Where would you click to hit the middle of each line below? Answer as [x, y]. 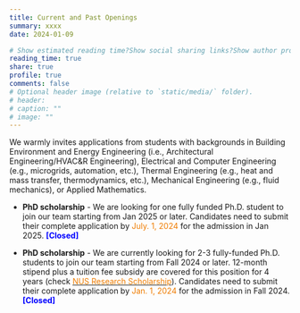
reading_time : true [46, 59]
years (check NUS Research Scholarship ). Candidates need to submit [150, 282]
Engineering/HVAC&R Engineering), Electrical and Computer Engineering [143, 161]
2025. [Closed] [50, 236]
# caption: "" [36, 108]
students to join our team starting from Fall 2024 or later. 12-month [145, 262]
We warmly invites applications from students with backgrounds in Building [147, 142]
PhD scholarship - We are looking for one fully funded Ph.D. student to [153, 207]
